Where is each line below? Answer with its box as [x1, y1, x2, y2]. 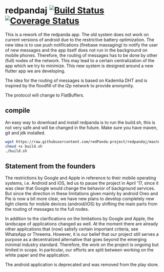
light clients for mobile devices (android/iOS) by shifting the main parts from [5, 201, 158, 207]
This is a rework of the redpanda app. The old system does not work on [5, 31, 149, 37]
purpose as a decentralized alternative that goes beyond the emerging [5, 237, 147, 243]
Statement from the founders [5, 162, 96, 170]
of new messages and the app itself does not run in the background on [5, 47, 148, 53]
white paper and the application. [5, 252, 70, 258]
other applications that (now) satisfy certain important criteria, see [5, 226, 139, 232]
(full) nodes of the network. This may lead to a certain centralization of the [5, 57, 155, 63]
